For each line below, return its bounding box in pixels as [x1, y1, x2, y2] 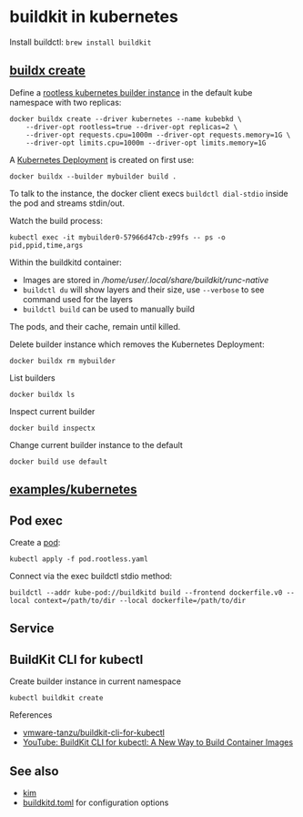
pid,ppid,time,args [9, 240, 84, 250]
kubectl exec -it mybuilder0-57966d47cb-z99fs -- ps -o [9, 232, 226, 242]
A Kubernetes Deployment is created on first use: [9, 154, 195, 165]
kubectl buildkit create [9, 694, 104, 703]
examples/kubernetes [9, 482, 137, 497]
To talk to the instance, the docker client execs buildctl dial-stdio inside [9, 188, 288, 199]
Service [9, 621, 55, 637]
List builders [9, 372, 56, 383]
